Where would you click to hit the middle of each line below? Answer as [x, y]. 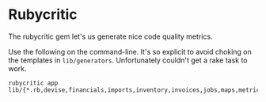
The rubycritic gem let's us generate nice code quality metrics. [110, 36]
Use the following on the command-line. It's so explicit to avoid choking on [130, 51]
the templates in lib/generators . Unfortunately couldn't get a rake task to [128, 60]
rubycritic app [33, 83]
